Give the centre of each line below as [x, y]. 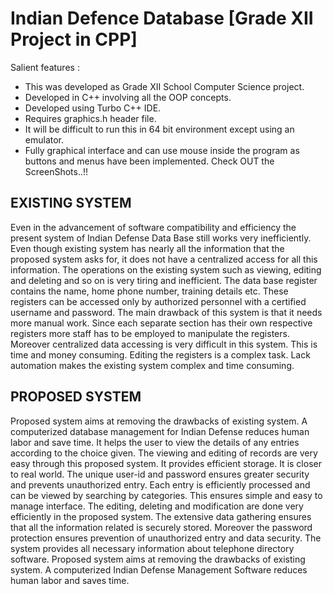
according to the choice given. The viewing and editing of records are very [164, 453]
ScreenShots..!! [56, 171]
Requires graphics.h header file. [90, 118]
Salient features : [45, 67]
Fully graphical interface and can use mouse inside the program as [162, 150]
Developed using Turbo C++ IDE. [93, 108]
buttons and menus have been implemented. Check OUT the [149, 161]
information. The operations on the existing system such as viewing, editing [166, 269]
